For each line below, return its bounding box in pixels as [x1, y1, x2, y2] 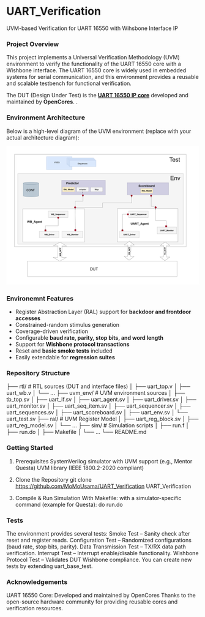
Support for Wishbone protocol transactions [15, 341, 130, 348]
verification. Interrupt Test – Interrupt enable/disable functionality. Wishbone [6, 549, 199, 556]
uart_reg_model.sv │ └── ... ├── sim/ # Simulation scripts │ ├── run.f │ [6, 422, 190, 429]
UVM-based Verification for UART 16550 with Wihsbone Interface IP [6, 24, 179, 32]
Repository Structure [6, 369, 70, 377]
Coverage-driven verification [15, 327, 89, 335]
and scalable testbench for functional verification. [6, 80, 132, 87]
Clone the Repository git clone [15, 476, 92, 483]
